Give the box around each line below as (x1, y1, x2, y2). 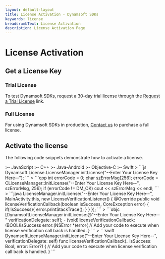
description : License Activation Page (5, 26, 85, 31)
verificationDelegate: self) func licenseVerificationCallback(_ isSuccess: (5, 238, 152, 244)
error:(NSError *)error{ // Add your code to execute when (42, 222, 159, 228)
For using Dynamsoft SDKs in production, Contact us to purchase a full (5, 122, 150, 128)
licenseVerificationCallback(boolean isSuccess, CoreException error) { (5, 201, 149, 207)
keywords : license (5, 16, 43, 21)
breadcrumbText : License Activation (5, 21, 81, 26)
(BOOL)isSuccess (5, 222, 41, 228)
